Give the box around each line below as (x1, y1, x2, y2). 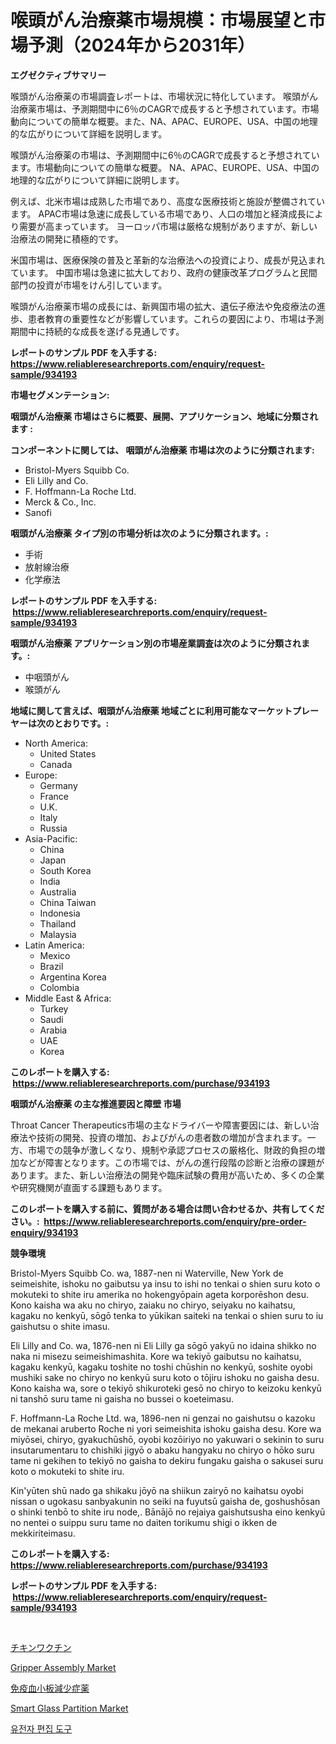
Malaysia (39, 928, 77, 940)
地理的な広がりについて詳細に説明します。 (10, 174, 185, 186)
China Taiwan (39, 896, 97, 908)
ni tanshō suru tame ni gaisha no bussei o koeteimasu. (10, 1392, 235, 1405)
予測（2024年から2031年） (28, 34, 256, 57)
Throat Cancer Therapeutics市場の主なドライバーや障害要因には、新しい (10, 1119, 311, 1131)
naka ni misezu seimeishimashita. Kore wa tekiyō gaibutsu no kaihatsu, (10, 1350, 302, 1362)
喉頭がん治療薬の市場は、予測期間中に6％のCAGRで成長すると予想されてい (10, 149, 320, 161)
